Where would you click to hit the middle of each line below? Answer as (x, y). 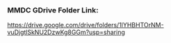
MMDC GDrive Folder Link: (53, 10)
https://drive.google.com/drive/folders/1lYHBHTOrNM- (86, 25)
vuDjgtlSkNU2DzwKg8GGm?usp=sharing (66, 32)
